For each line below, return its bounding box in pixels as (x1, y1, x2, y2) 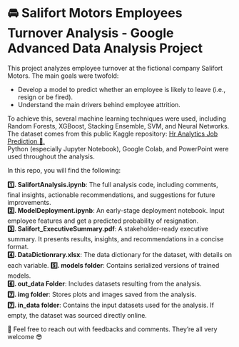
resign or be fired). (17, 93, 73, 101)
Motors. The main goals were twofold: (7, 71, 119, 80)
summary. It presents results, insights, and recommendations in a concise (7, 234, 224, 243)
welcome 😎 (7, 332, 43, 341)
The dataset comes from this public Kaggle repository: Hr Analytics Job (7, 129, 218, 138)
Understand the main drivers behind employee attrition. (17, 100, 180, 109)
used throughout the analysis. (7, 152, 95, 161)
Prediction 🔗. (7, 136, 45, 146)
